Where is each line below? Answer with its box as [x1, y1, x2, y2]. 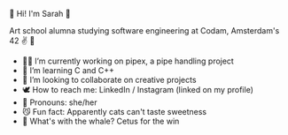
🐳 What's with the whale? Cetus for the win [21, 116, 180, 126]
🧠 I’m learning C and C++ [21, 65, 115, 75]
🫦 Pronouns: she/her [21, 97, 97, 108]
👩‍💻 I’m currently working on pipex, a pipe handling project [21, 56, 235, 66]
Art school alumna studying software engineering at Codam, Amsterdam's [9, 26, 280, 35]
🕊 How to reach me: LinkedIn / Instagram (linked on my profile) [21, 85, 254, 94]
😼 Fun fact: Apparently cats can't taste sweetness [21, 107, 207, 116]
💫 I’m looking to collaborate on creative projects [21, 75, 197, 85]
